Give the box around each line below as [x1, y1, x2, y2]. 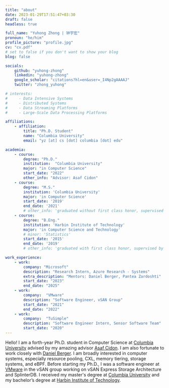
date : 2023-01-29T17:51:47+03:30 [5, 12, 76, 17]
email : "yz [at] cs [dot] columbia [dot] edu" [23, 138, 123, 143]
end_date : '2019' [23, 241, 60, 246]
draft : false [5, 17, 33, 22]
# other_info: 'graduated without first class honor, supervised [23, 208, 164, 213]
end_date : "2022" [23, 307, 60, 312]
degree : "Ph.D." [23, 156, 58, 162]
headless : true [5, 21, 37, 27]
